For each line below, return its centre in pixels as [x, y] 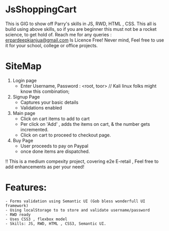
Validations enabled [41, 108]
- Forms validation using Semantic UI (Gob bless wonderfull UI [75, 201]
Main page [24, 113]
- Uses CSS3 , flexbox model [36, 219]
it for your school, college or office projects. [52, 45]
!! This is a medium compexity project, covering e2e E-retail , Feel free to [82, 161]
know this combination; [45, 91]
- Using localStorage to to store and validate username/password [78, 210]
